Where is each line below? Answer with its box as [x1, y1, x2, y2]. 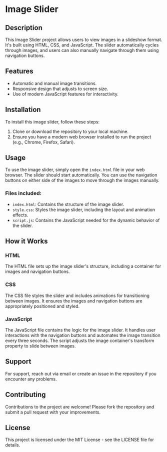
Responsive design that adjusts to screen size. [12, 85, 108, 91]
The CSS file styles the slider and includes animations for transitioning [5, 292, 150, 298]
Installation [5, 105, 41, 114]
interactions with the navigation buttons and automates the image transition [5, 332, 161, 338]
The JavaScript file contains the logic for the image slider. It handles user [5, 327, 156, 333]
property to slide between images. [5, 343, 76, 349]
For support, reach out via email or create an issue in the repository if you [5, 370, 156, 376]
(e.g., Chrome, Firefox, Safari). [12, 139, 75, 145]
